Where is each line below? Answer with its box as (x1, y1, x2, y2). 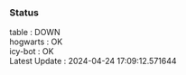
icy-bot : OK (9, 46, 54, 57)
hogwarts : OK (9, 36, 63, 47)
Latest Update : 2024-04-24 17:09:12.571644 (9, 56, 178, 67)
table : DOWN (9, 27, 60, 38)
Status (9, 6, 39, 19)
